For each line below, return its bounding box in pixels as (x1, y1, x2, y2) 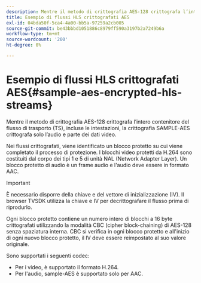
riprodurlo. (6, 204, 32, 211)
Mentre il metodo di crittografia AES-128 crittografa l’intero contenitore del (6, 118, 190, 125)
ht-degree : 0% (6, 42, 42, 48)
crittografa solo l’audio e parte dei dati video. (6, 131, 117, 138)
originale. (6, 240, 29, 248)
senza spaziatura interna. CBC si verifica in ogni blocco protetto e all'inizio (6, 227, 190, 235)
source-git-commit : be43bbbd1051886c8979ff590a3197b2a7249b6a (6, 25, 165, 32)
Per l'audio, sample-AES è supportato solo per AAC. (14, 270, 144, 277)
